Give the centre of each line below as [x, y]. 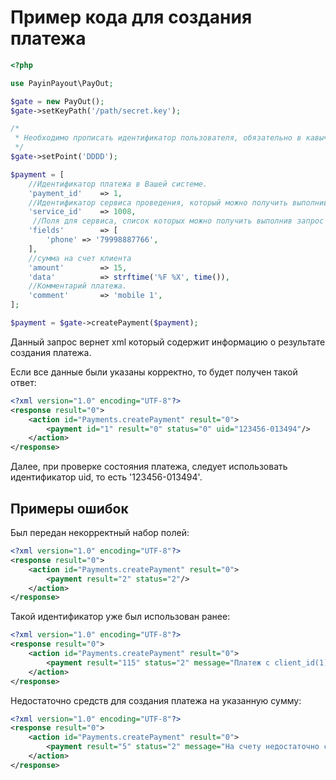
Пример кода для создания [131, 17]
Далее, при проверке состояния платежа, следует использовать [149, 467]
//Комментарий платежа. [78, 286]
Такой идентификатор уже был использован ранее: [120, 617]
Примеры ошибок [69, 508]
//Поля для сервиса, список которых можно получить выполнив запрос [178, 221]
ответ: [23, 382]
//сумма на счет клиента [80, 258]
